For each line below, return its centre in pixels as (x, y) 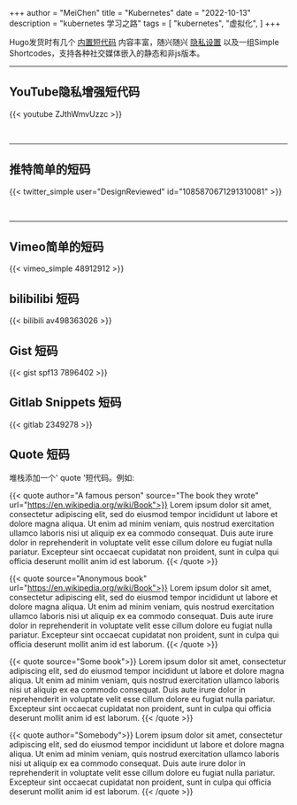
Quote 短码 (40, 455)
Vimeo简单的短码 (57, 247)
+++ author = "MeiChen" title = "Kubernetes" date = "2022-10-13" (130, 13)
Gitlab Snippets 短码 (65, 402)
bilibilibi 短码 (44, 299)
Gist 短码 (34, 350)
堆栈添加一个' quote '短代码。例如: (72, 477)
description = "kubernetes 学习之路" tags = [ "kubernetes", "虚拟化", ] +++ (145, 23)
